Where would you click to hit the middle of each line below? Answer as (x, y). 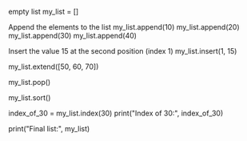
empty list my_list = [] (44, 12)
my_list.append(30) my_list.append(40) (73, 36)
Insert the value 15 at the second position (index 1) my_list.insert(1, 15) (123, 51)
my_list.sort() (30, 98)
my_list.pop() (30, 82)
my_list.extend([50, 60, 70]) (54, 66)
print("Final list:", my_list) (49, 129)
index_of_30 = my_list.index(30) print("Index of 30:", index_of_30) (116, 113)
